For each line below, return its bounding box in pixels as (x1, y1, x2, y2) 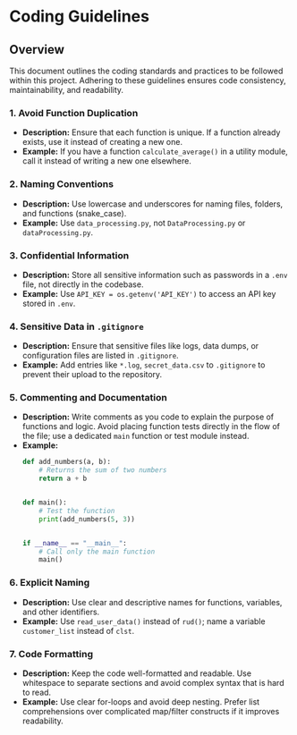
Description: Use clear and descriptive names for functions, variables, (21, 596, 283, 607)
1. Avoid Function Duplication (9, 106, 139, 119)
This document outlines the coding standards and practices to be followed (9, 65, 284, 76)
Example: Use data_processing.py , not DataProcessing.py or (21, 217, 246, 228)
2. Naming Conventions (9, 178, 115, 190)
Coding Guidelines (9, 6, 150, 27)
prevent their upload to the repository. (21, 369, 163, 380)
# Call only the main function (38, 547, 156, 556)
